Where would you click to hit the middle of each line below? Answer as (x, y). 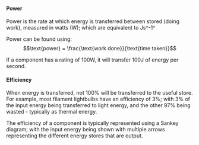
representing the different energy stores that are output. (75, 136)
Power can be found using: (39, 39)
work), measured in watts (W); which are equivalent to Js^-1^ (81, 28)
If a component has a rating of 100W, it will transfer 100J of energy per (92, 60)
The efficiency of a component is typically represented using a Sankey (93, 123)
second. (16, 66)
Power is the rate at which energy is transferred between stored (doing (93, 21)
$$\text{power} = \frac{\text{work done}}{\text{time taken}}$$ (100, 49)
